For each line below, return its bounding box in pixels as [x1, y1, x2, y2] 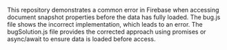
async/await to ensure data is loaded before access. [7, 35, 157, 43]
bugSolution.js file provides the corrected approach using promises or [7, 27, 206, 36]
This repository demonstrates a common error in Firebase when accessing [7, 6, 219, 14]
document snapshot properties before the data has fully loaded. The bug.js [7, 13, 221, 21]
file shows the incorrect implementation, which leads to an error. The [7, 21, 204, 28]
